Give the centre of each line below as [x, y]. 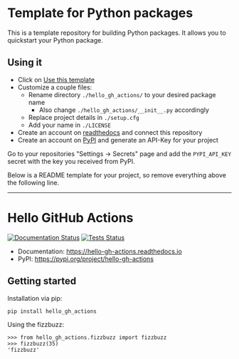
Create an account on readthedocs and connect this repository [110, 132]
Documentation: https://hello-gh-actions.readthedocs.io [100, 251]
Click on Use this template [56, 79]
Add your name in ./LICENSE [70, 125]
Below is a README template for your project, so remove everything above [117, 175]
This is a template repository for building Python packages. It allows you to [117, 33]
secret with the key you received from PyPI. [71, 161]
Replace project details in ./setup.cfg [84, 117]
